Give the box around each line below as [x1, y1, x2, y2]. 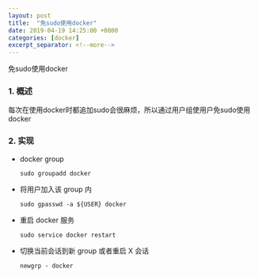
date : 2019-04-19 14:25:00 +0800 [8, 26, 119, 34]
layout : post [8, 11, 51, 20]
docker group [19, 154, 65, 164]
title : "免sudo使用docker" [8, 19, 97, 27]
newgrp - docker [19, 261, 74, 270]
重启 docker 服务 [19, 215, 75, 225]
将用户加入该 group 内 [19, 184, 93, 194]
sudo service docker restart [19, 231, 116, 239]
